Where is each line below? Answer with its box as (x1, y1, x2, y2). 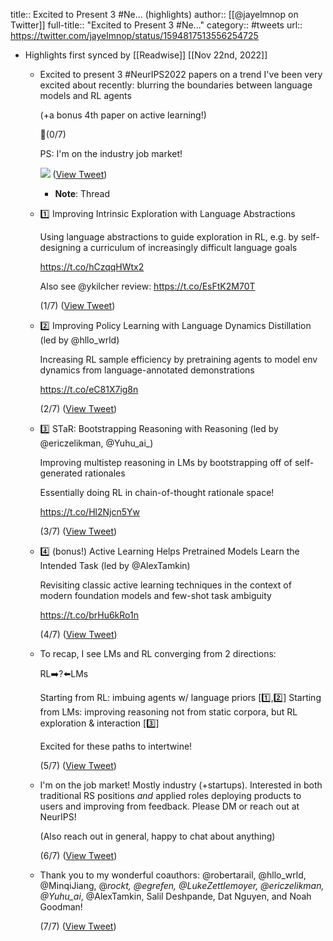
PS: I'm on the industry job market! (39, 148, 183, 159)
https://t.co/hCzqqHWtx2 (39, 261, 145, 273)
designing (39, 242, 82, 253)
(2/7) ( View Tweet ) (39, 403, 118, 414)
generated (39, 467, 83, 479)
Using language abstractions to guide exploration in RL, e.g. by (39, 231, 299, 243)
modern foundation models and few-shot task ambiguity (39, 590, 272, 601)
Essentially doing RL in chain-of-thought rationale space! (39, 487, 275, 498)
